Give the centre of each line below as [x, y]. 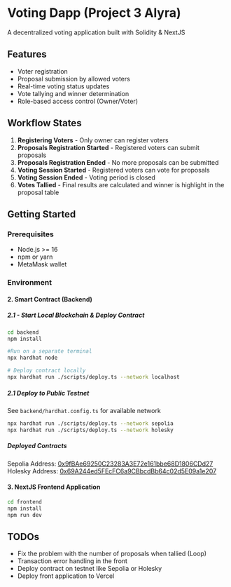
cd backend [23, 332]
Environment [30, 283]
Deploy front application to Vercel [66, 576]
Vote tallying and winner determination [73, 93]
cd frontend [24, 502]
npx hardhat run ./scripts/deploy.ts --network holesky [90, 430]
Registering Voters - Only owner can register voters [93, 140]
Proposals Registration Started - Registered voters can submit [108, 147]
